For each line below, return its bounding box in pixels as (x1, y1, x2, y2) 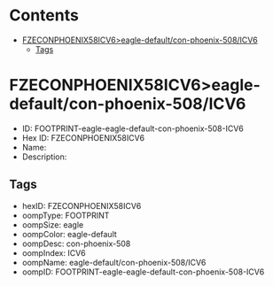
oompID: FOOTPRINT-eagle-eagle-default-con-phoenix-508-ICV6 (21, 267, 265, 277)
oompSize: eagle (21, 219, 84, 230)
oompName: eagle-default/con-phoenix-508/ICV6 (21, 257, 207, 267)
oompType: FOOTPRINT (21, 210, 110, 220)
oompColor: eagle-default (21, 228, 117, 239)
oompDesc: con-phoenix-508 (21, 238, 131, 249)
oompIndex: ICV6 (21, 247, 86, 258)
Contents (9, 5, 80, 26)
